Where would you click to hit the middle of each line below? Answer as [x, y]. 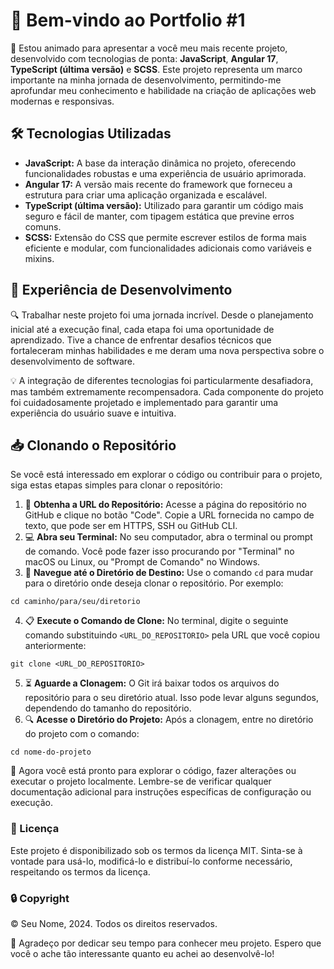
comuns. [43, 226]
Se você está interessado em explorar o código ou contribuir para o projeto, [166, 475]
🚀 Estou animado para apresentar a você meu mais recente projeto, [149, 48]
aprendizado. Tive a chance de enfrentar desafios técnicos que [141, 340]
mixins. [39, 258]
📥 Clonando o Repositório [93, 445]
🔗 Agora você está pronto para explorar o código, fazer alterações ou [153, 771]
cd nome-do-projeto [51, 752]
